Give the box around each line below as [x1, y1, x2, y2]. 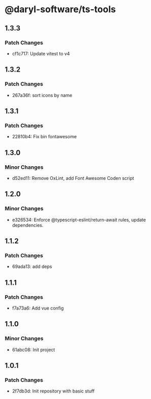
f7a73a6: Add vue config [12, 305, 64, 311]
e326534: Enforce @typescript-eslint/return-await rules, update [12, 217, 146, 223]
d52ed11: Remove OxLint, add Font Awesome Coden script [12, 175, 134, 181]
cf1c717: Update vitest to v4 [12, 50, 70, 56]
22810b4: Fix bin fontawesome [12, 134, 77, 140]
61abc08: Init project [12, 347, 55, 353]
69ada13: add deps [12, 263, 52, 270]
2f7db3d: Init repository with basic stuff [12, 388, 95, 394]
